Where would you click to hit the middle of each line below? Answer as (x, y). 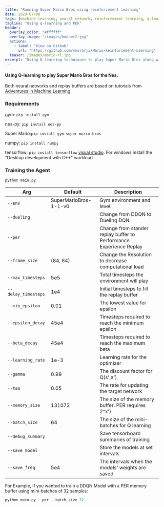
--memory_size (24, 405)
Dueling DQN (115, 220)
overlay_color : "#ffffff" (36, 32)
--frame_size (23, 261)
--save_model (23, 451)
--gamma (16, 374)
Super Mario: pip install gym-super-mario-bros (53, 133)
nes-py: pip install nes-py (33, 124)
